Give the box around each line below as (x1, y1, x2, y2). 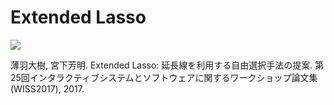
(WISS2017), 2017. (10, 82, 85, 95)
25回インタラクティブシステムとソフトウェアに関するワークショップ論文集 (10, 71, 318, 83)
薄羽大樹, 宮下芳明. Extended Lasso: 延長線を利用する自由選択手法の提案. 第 (10, 59, 325, 71)
